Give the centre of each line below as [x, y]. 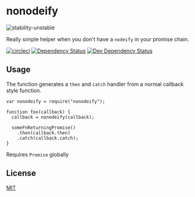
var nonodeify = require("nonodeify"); [56, 101]
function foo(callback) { [38, 112]
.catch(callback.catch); [48, 138]
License [21, 173]
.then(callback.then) [44, 133]
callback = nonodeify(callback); [53, 117]
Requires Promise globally [38, 154]
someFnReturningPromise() [44, 128]
